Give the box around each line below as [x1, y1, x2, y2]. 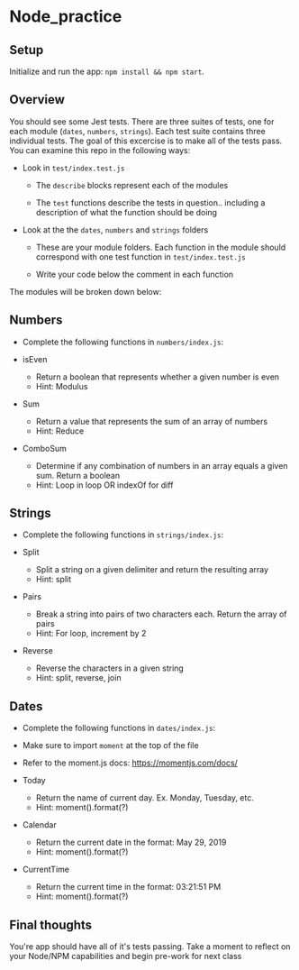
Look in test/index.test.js [22, 162, 125, 173]
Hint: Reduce [35, 426, 85, 436]
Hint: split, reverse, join [35, 673, 122, 683]
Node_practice [9, 6, 122, 27]
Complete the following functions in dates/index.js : [22, 723, 216, 734]
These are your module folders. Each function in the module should [35, 242, 286, 252]
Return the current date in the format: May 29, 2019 [35, 837, 227, 848]
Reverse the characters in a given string [35, 663, 185, 673]
